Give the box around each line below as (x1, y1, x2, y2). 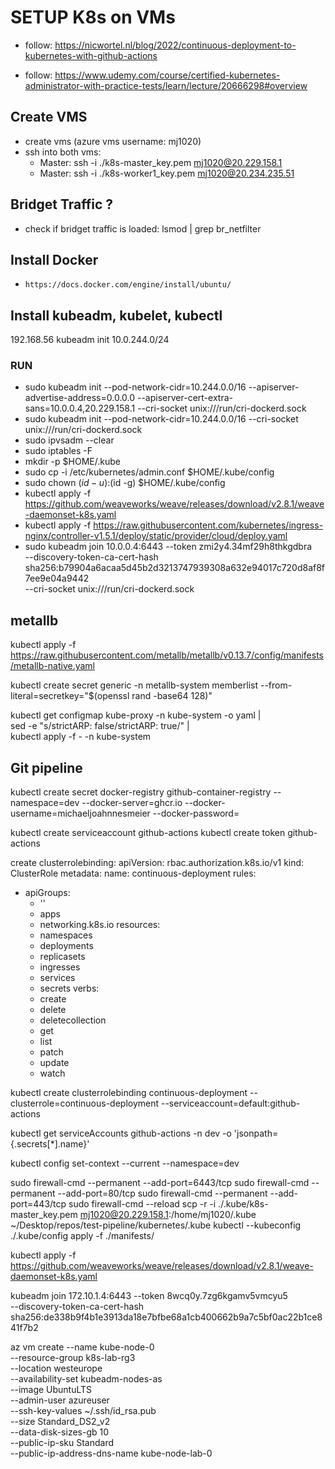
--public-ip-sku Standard (10, 1437, 115, 1449)
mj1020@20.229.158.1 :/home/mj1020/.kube (79, 1209, 257, 1221)
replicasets (39, 951, 86, 963)
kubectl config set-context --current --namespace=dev (10, 1157, 240, 1170)
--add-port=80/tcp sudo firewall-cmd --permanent (57, 1187, 268, 1200)
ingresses (39, 961, 81, 973)
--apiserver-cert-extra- (136, 392, 233, 404)
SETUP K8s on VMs (10, 6, 176, 29)
